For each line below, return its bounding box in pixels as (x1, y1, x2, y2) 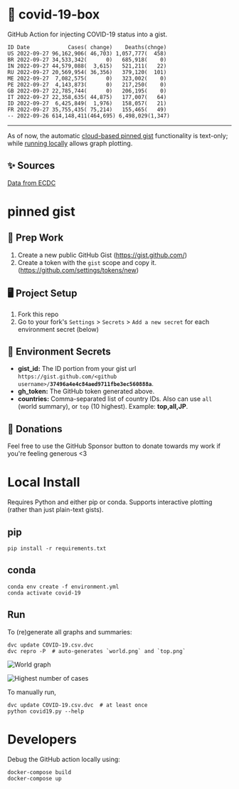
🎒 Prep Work (7, 231, 64, 244)
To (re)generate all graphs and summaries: (7, 627, 132, 636)
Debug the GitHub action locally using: (7, 755, 121, 763)
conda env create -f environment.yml (7, 583, 119, 590)
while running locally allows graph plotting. (7, 139, 133, 147)
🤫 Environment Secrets (7, 345, 112, 357)
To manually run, (7, 687, 57, 696)
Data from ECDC (7, 178, 56, 187)
